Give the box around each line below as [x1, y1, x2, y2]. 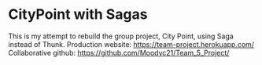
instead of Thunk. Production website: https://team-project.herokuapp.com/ [8, 39, 254, 49]
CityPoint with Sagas [8, 5, 148, 23]
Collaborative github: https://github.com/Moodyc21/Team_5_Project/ [8, 48, 230, 57]
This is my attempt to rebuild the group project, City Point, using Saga [8, 31, 234, 41]
